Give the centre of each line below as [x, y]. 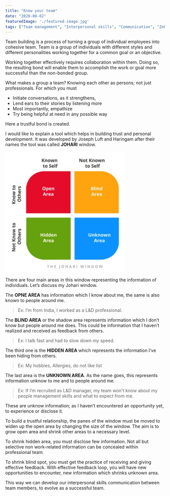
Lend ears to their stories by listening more [57, 103]
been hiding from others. [31, 356]
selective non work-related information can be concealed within [72, 447]
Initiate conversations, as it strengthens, [54, 98]
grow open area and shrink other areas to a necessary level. [68, 432]
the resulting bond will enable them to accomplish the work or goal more [81, 68]
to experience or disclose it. [34, 411]
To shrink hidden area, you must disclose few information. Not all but [77, 442]
